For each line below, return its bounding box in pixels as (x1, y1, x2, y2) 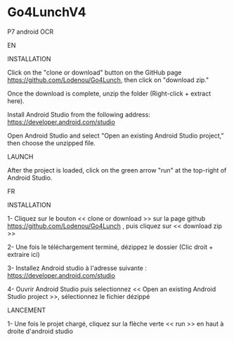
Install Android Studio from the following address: (7, 110, 151, 119)
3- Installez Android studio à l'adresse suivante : (7, 264, 148, 272)
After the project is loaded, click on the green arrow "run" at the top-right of (7, 166, 227, 174)
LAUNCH (7, 152, 34, 161)
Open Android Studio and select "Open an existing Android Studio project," (7, 131, 224, 140)
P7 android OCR (7, 27, 54, 36)
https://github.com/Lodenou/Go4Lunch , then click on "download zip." (7, 75, 209, 84)
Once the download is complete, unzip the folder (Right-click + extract (7, 89, 212, 98)
